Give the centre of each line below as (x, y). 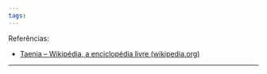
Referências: (29, 38)
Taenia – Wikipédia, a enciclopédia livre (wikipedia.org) (110, 53)
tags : (17, 16)
